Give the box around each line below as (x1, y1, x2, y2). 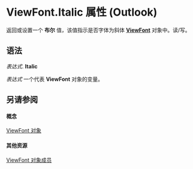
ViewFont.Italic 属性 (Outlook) (6, 5, 158, 19)
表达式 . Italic (6, 62, 38, 70)
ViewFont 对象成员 (6, 156, 52, 164)
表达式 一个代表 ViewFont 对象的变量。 (6, 76, 104, 83)
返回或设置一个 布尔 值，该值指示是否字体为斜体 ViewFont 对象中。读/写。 (6, 26, 191, 34)
